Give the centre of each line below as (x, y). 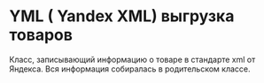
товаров (41, 35)
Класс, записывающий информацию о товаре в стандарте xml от (132, 59)
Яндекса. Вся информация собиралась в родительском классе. (130, 69)
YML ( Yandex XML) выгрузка (122, 16)
